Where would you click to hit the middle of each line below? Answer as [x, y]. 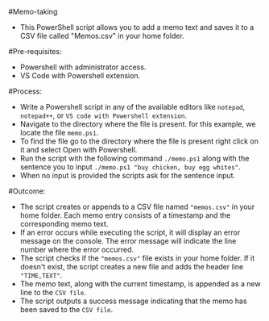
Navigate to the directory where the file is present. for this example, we [138, 124]
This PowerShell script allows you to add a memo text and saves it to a [137, 27]
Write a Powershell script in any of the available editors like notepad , [132, 107]
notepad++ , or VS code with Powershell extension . [103, 115]
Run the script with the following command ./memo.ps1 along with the [134, 158]
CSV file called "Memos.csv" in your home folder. [102, 36]
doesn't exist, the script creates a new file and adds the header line [132, 267]
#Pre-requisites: [35, 51]
